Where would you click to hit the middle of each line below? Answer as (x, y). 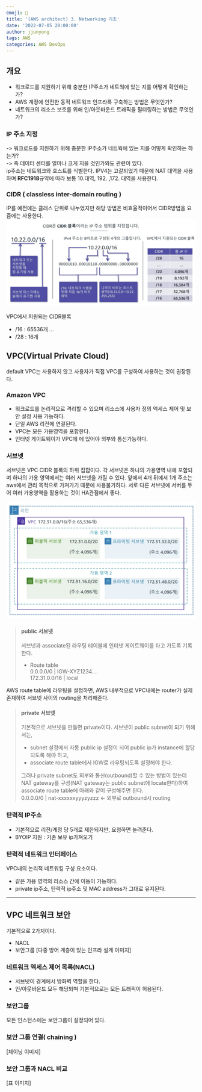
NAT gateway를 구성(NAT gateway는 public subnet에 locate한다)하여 (104, 783)
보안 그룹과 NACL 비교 (37, 1069)
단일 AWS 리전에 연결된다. (46, 424)
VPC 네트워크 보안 (38, 915)
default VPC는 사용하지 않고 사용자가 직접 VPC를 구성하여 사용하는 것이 (91, 371)
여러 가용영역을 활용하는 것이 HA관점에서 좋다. (67, 493)
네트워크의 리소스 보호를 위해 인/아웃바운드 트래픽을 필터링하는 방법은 (96, 109)
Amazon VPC (26, 395)
